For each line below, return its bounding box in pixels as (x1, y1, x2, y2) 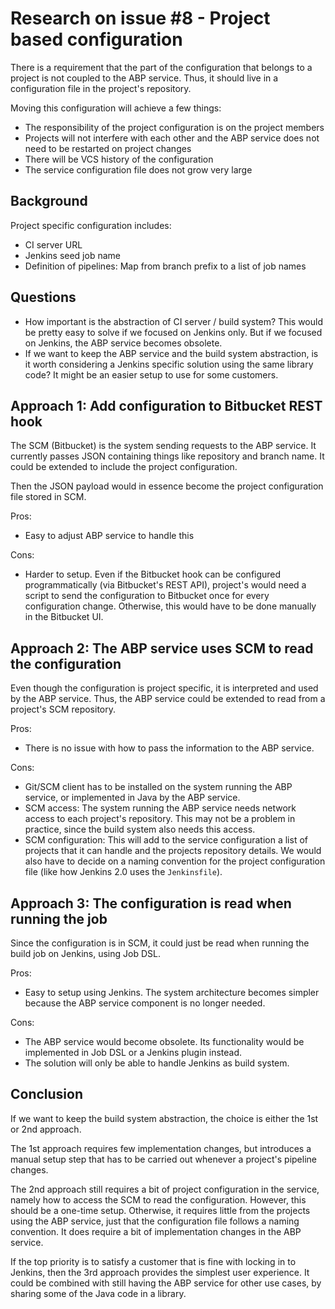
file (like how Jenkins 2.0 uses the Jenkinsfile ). (24, 866, 223, 878)
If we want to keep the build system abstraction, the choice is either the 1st (10, 1112, 319, 1124)
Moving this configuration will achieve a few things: (10, 102, 222, 114)
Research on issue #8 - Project (10, 7, 271, 30)
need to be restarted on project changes (24, 142, 192, 154)
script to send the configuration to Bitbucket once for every (24, 590, 270, 602)
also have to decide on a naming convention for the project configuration (24, 855, 326, 867)
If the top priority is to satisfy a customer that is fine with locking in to (10, 1255, 297, 1267)
